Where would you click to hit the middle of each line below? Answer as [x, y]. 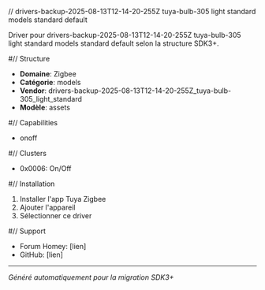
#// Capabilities [33, 123]
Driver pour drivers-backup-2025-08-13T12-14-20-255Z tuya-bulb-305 [125, 35]
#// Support [27, 231]
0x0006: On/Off [45, 168]
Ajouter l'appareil [47, 207]
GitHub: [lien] [41, 255]
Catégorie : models [50, 82]
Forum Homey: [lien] [53, 246]
